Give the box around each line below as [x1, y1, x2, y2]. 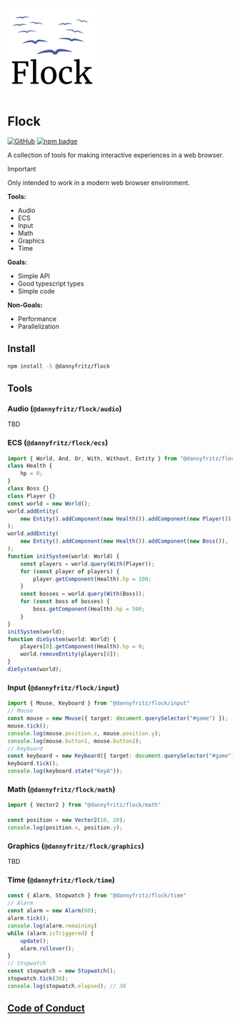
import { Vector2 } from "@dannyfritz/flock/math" [7, 802, 161, 809]
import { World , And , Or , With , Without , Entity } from [7, 455, 177, 462]
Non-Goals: [7, 301, 43, 309]
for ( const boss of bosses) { [20, 598, 111, 605]
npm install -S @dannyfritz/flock [7, 363, 111, 370]
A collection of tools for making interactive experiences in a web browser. [7, 151, 224, 159]
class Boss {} [7, 485, 50, 493]
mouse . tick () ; [7, 722, 50, 730]
